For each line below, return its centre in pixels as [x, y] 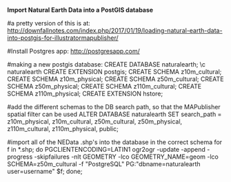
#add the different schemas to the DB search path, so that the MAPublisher [114, 107]
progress [20, 157]
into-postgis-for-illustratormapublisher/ [63, 38]
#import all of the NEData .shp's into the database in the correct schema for [115, 142]
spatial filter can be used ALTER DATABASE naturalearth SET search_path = [114, 114]
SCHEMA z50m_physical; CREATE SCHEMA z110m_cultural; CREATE [104, 86]
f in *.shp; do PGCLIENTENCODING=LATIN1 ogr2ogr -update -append [106, 149]
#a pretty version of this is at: [49, 23]
